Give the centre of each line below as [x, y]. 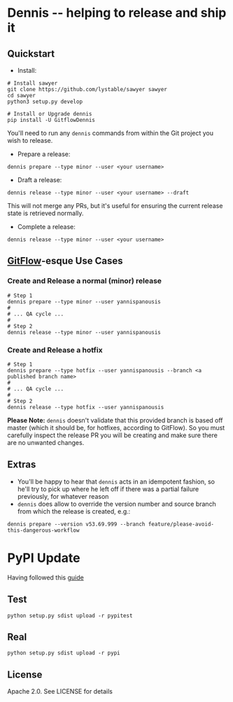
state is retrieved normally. [45, 213]
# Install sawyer [33, 83]
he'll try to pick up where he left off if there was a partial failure [108, 489]
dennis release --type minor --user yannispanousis [84, 332]
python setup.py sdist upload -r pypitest [70, 615]
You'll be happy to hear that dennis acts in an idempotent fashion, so [116, 481]
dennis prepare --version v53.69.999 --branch [76, 524]
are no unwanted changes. [46, 442]
